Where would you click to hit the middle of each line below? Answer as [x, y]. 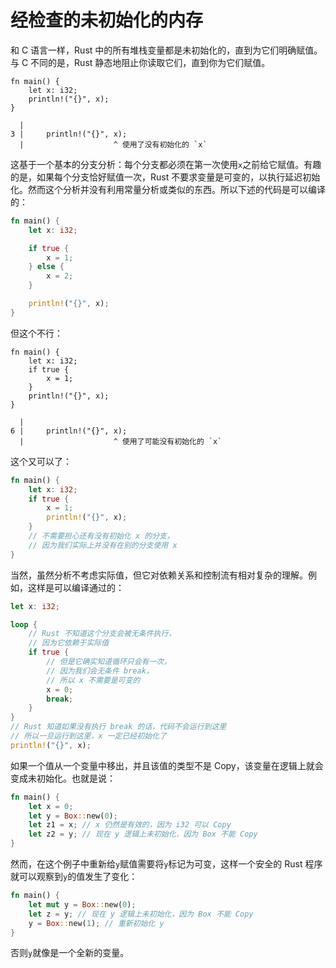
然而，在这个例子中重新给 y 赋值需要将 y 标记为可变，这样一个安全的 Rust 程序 [166, 864]
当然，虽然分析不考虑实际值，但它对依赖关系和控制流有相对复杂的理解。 [159, 575]
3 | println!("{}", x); [69, 134]
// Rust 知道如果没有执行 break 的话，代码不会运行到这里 [118, 727]
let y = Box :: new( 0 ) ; [73, 816]
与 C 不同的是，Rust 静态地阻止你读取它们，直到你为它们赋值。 [140, 62]
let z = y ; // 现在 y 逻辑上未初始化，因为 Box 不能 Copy [141, 914]
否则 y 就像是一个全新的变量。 [70, 953]
